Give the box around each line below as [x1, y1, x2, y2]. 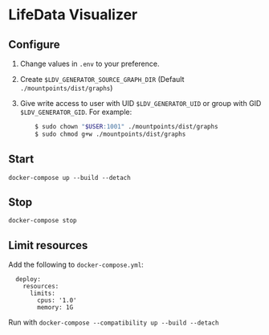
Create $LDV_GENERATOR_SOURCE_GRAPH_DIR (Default [19, 75, 185, 84]
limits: [29, 289, 56, 298]
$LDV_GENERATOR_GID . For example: [19, 107, 132, 116]
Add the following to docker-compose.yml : [8, 259, 145, 270]
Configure [8, 38, 60, 51]
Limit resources [8, 239, 88, 252]
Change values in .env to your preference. [19, 59, 160, 68]
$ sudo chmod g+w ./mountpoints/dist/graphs [35, 130, 186, 138]
